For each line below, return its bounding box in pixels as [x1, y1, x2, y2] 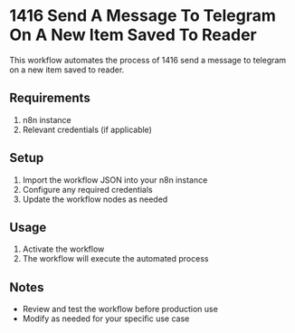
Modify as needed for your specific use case [22, 313, 190, 324]
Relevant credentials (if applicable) [22, 124, 152, 135]
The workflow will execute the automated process [22, 253, 209, 264]
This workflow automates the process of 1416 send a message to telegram [9, 54, 287, 65]
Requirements [9, 90, 90, 106]
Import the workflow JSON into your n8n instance [22, 174, 208, 186]
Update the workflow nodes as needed [22, 194, 168, 205]
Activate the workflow [22, 243, 105, 254]
